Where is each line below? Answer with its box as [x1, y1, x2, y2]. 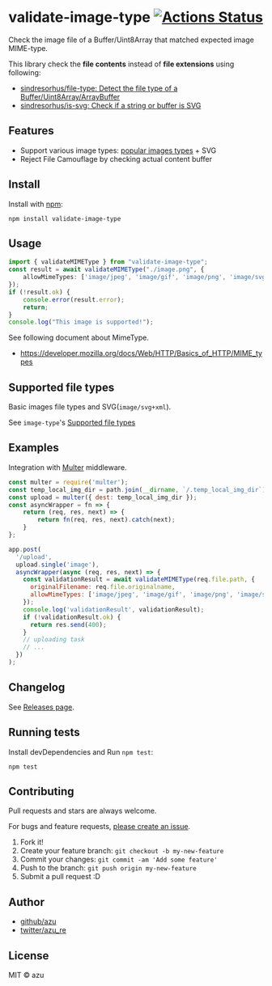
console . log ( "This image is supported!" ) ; [8, 318, 154, 327]
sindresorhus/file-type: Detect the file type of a [19, 83, 178, 93]
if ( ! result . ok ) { [8, 288, 70, 296]
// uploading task [23, 636, 85, 644]
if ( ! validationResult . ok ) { [23, 613, 121, 621]
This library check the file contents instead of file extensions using [8, 59, 235, 69]
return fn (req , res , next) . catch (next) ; [37, 516, 176, 524]
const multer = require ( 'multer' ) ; [8, 478, 129, 486]
